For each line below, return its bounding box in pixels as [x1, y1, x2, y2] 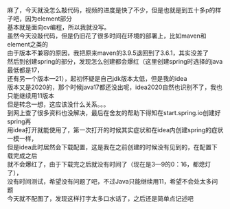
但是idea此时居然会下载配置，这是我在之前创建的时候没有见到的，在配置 [7, 143, 212, 151]
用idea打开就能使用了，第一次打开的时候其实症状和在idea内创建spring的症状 [7, 126, 224, 134]
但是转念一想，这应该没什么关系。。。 [7, 100, 110, 108]
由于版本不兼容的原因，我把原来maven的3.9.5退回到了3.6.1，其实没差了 [7, 49, 209, 57]
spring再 [7, 117, 32, 125]
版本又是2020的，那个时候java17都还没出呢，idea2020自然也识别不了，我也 [7, 83, 223, 91]
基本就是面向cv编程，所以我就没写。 [7, 23, 111, 31]
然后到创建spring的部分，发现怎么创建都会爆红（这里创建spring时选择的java [7, 58, 223, 65]
